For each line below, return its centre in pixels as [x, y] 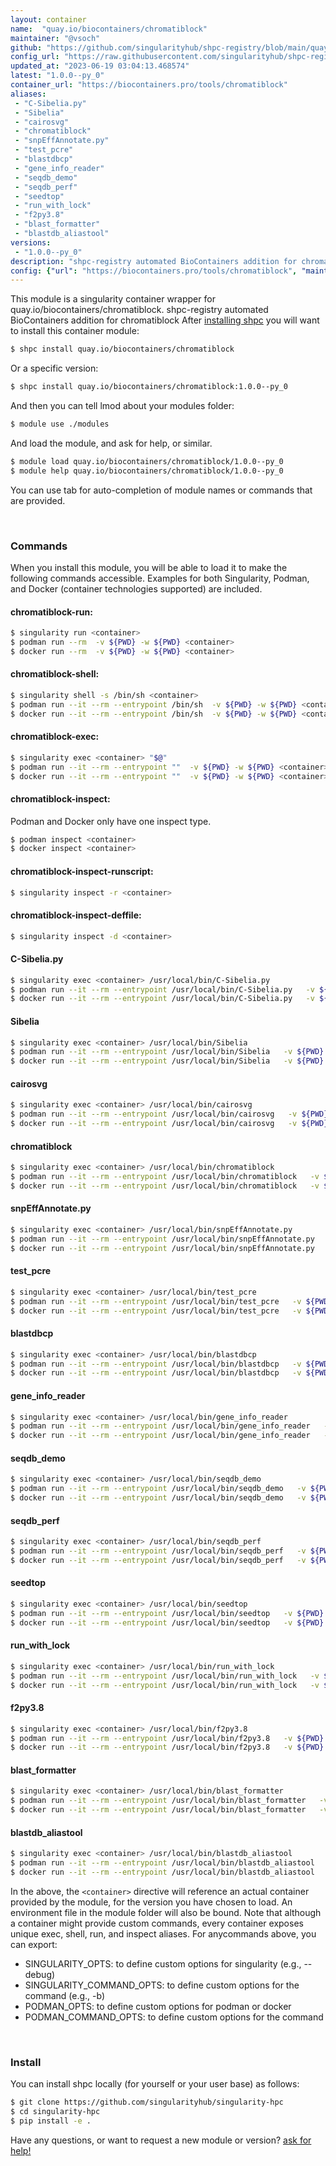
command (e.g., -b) [65, 1995]
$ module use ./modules [60, 424]
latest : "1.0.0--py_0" [57, 76]
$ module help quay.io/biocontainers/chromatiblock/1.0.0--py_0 [147, 471]
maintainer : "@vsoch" [55, 38]
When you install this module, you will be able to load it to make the [149, 567]
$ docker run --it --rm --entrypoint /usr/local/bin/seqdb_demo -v [158, 1498]
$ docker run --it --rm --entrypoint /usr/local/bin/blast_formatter [158, 1810]
